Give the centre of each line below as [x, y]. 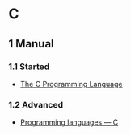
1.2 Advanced [36, 104]
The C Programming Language [71, 84]
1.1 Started [29, 67]
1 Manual [31, 44]
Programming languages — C [69, 122]
